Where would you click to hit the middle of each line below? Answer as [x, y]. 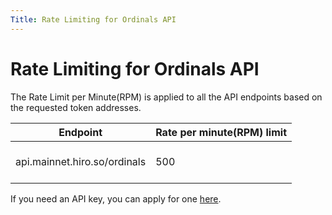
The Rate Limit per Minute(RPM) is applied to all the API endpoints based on [166, 97]
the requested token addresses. [76, 107]
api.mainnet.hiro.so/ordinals [81, 161]
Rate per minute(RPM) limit [221, 132]
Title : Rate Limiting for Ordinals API [93, 19]
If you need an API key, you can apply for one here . [116, 198]
